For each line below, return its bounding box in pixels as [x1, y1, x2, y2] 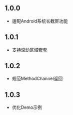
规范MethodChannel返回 [11, 75, 63, 82]
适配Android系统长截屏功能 [11, 18, 68, 24]
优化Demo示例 [11, 104, 42, 110]
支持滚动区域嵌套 [11, 47, 47, 53]
